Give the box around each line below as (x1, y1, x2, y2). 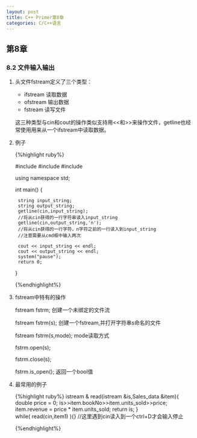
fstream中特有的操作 (14, 294, 66, 301)
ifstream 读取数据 (23, 91, 67, 98)
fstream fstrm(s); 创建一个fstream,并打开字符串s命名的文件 (14, 319, 161, 327)
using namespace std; (14, 174, 70, 182)
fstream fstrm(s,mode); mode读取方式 (14, 332, 110, 339)
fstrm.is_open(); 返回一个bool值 (14, 368, 93, 375)
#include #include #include (14, 163, 83, 170)
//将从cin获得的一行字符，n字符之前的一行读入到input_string (17, 226, 157, 232)
